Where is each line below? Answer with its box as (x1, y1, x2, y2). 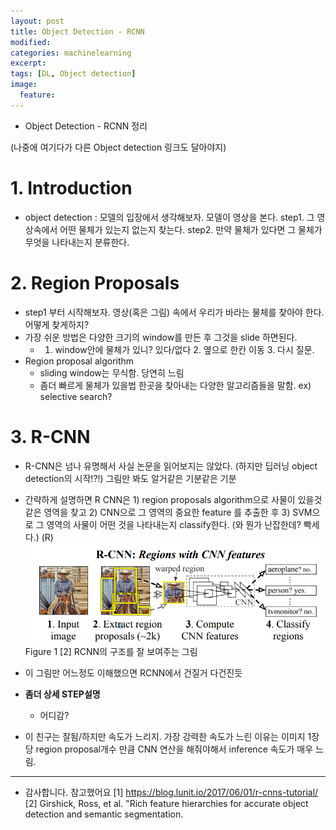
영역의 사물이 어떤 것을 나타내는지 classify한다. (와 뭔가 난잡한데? (46, 518, 302, 530)
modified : (10, 37, 52, 47)
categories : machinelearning (10, 48, 132, 58)
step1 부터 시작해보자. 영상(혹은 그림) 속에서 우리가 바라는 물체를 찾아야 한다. (24, 306, 325, 318)
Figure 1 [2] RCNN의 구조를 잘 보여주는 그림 (24, 646, 198, 658)
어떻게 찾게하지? (24, 318, 90, 330)
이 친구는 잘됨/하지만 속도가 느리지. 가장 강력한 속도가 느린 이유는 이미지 (24, 731, 306, 743)
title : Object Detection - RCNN (10, 26, 145, 37)
